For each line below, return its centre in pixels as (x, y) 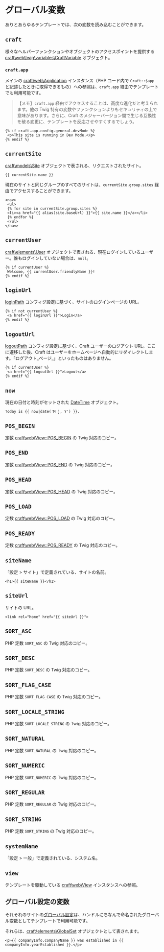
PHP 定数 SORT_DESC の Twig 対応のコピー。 (48, 670)
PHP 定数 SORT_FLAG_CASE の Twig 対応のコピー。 (54, 697)
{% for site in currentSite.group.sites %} (52, 209)
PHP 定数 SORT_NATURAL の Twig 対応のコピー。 (52, 750)
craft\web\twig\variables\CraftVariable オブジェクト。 (59, 57)
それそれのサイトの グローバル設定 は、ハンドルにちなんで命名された (74, 914)
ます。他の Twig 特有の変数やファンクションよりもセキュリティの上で (87, 109)
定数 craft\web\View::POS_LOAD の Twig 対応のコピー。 (61, 518)
